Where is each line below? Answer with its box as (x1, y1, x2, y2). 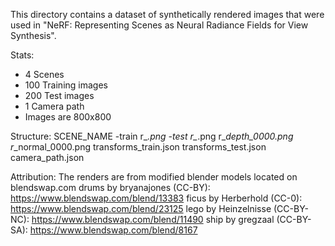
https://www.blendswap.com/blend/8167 (29, 224, 198, 236)
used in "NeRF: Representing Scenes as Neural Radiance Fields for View (10, 19, 309, 31)
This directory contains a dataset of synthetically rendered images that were (10, 9, 325, 20)
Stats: (10, 49, 35, 61)
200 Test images (24, 90, 95, 101)
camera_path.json (10, 152, 85, 163)
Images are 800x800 (24, 111, 112, 123)
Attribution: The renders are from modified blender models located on (10, 171, 298, 183)
